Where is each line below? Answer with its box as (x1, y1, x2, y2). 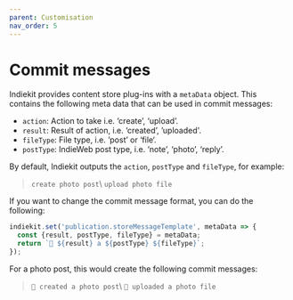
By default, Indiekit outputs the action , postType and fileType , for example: (9, 161, 285, 172)
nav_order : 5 (9, 21, 58, 30)
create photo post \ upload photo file (30, 179, 173, 190)
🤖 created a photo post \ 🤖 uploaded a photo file (30, 280, 216, 291)
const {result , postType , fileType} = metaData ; (17, 231, 201, 240)
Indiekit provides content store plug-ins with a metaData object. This (9, 89, 257, 100)
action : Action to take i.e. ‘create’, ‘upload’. (21, 116, 179, 126)
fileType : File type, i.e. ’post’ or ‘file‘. (21, 134, 158, 145)
